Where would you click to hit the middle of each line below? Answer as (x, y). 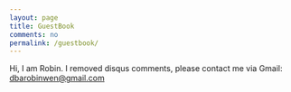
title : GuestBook (42, 26)
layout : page (34, 18)
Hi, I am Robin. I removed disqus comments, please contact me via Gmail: (146, 69)
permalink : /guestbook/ (54, 43)
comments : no (34, 34)
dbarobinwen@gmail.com (57, 78)
